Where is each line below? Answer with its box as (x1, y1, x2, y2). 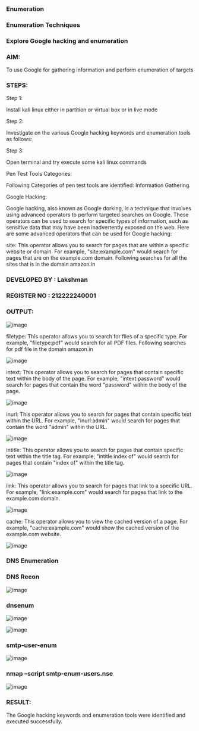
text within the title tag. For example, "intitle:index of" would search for (6, 452, 179, 460)
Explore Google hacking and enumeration (6, 36, 128, 45)
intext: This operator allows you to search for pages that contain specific (6, 368, 184, 375)
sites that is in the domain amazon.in (6, 261, 96, 268)
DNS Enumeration (6, 556, 59, 565)
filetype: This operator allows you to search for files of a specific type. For (6, 332, 188, 340)
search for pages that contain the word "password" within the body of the (6, 381, 187, 388)
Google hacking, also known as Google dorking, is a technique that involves (6, 205, 192, 212)
